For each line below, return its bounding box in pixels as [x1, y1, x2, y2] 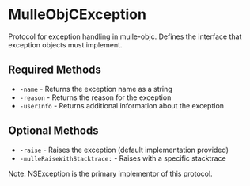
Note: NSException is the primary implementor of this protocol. [8, 169, 213, 178]
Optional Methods [8, 124, 99, 138]
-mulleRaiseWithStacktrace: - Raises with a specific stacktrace [19, 153, 227, 163]
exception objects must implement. [8, 40, 123, 49]
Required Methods [8, 63, 101, 77]
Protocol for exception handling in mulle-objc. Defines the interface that [8, 32, 242, 41]
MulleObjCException [8, 6, 146, 24]
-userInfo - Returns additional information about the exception [19, 101, 224, 110]
